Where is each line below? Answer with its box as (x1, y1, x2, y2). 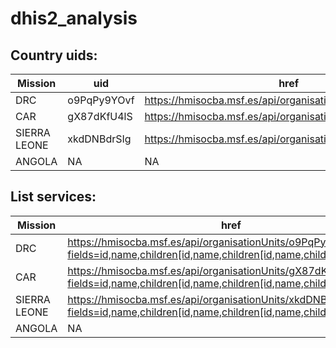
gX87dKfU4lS (67, 110, 133, 123)
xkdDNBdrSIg (67, 132, 132, 146)
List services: (10, 188, 97, 206)
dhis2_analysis (10, 7, 138, 30)
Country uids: (10, 47, 98, 64)
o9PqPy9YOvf (67, 93, 135, 107)
